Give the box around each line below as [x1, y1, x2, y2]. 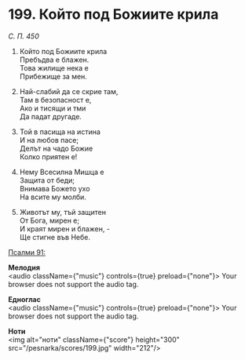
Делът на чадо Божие [19, 144, 93, 153]
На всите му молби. [19, 192, 86, 202]
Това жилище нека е [19, 63, 89, 72]
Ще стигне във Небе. [19, 232, 91, 242]
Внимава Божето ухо [19, 184, 90, 193]
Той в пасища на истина [19, 127, 101, 136]
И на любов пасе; [19, 135, 79, 144]
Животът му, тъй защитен [19, 207, 106, 216]
